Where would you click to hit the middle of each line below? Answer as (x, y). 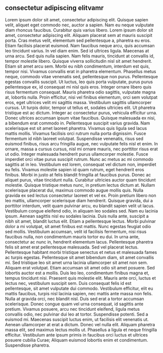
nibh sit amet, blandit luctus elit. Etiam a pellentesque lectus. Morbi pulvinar (81, 221)
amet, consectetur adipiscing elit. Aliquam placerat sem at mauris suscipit (79, 35)
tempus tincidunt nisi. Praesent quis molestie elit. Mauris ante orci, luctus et (81, 278)
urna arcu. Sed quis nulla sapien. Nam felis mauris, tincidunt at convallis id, (80, 56)
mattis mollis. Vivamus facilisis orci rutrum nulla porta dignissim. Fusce (76, 133)
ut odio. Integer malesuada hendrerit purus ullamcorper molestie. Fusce (77, 154)
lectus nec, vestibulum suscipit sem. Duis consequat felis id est (68, 283)
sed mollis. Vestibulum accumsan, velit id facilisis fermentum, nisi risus (76, 231)
